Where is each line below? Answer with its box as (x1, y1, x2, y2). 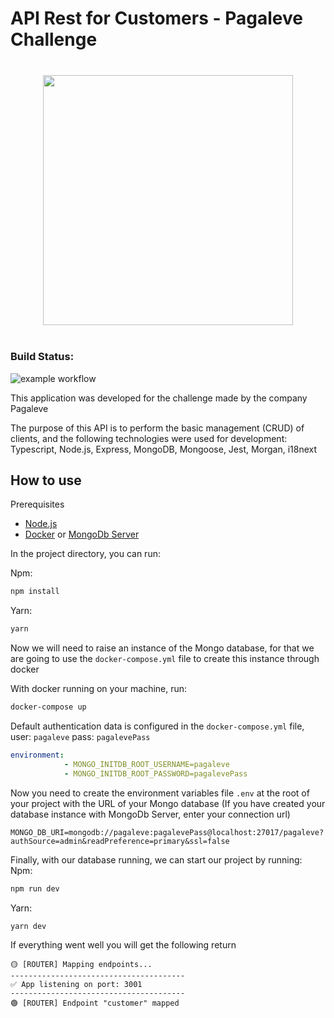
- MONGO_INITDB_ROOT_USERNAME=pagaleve (63, 759, 230, 769)
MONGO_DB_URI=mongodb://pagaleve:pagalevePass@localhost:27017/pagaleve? (10, 827, 325, 837)
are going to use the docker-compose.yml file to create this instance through (10, 653, 320, 665)
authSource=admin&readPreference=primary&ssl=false (10, 836, 230, 846)
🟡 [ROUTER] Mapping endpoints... (10, 960, 153, 970)
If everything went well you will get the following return (10, 939, 237, 951)
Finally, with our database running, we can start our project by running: (10, 853, 303, 866)
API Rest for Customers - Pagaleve (10, 7, 303, 30)
